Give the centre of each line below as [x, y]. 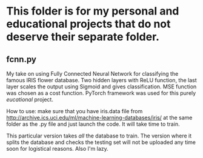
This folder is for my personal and [93, 11]
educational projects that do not [88, 24]
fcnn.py [21, 59]
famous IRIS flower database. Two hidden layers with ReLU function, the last [101, 80]
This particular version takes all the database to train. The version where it [99, 136]
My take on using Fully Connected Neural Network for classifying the [92, 74]
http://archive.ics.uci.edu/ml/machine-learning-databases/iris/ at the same [99, 117]
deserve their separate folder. [83, 37]
